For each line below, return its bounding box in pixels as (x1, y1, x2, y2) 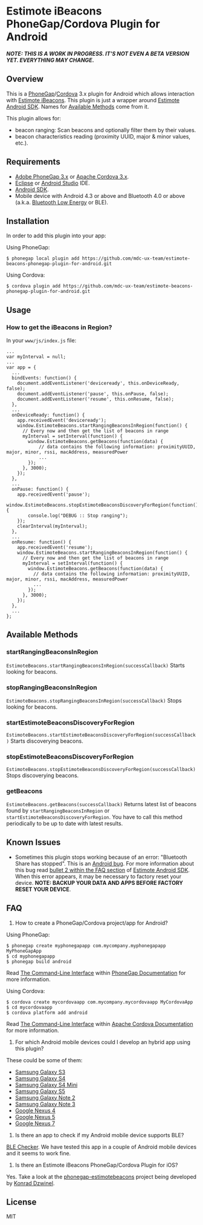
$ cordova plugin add (6, 283, 61, 289)
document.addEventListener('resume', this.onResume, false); (17, 396, 174, 402)
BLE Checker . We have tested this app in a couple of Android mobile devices (6, 1143, 197, 1151)
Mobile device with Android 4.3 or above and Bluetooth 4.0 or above (14, 192, 185, 199)
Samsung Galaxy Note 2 (14, 1094, 76, 1101)
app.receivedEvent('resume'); (17, 545, 94, 551)
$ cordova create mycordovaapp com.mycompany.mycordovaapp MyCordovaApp (6, 999, 193, 1005)
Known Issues (6, 837, 61, 848)
